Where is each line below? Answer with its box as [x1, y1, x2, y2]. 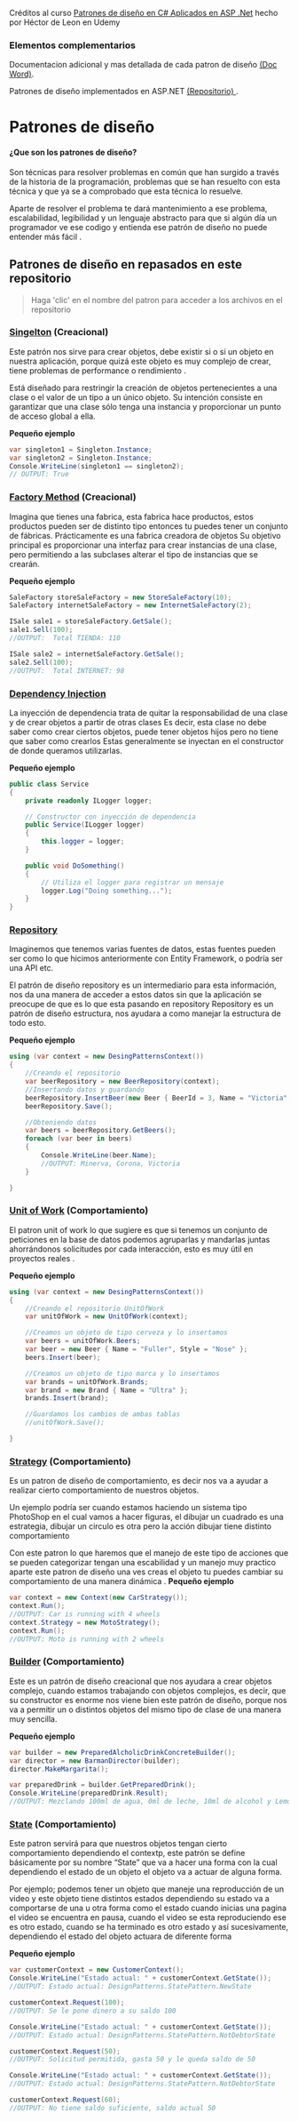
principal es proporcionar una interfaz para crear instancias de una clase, [9, 540, 278, 550]
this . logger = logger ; [41, 837, 125, 846]
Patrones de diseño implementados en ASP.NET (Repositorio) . [9, 86, 239, 97]
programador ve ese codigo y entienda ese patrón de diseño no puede [9, 221, 268, 232]
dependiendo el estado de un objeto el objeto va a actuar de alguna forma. [9, 1867, 282, 1877]
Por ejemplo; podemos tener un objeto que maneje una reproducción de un [9, 1884, 285, 1894]
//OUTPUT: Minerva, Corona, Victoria [41, 1159, 180, 1168]
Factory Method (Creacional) [9, 491, 137, 503]
